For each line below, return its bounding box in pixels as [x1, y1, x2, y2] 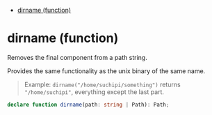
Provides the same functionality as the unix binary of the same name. [7, 66, 206, 75]
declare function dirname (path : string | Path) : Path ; [7, 101, 170, 108]
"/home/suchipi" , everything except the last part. [24, 87, 165, 96]
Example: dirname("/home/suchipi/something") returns [24, 80, 181, 89]
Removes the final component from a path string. [7, 53, 147, 61]
